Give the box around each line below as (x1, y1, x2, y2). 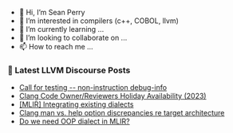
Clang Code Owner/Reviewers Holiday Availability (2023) (18, 92, 207, 101)
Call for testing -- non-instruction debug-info (18, 83, 168, 92)
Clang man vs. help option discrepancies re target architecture (18, 108, 225, 118)
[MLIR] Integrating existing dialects (18, 100, 134, 109)
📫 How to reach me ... (18, 42, 93, 51)
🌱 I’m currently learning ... (18, 25, 105, 33)
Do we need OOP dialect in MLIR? (18, 116, 130, 127)
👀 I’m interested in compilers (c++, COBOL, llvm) (18, 16, 179, 25)
